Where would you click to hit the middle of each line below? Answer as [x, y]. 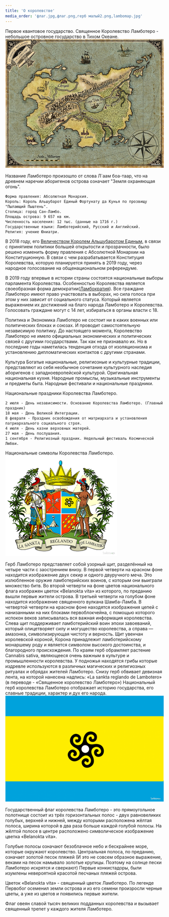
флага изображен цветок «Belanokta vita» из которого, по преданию [79, 591]
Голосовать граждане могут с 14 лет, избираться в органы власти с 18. [82, 310]
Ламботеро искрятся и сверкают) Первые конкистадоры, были [73, 868]
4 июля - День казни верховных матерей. [48, 428]
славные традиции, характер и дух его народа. [56, 693]
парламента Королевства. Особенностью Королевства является [75, 283]
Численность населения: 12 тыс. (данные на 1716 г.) [62, 222]
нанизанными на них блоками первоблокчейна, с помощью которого [80, 612]
